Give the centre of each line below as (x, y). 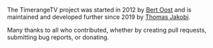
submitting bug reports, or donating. (58, 37)
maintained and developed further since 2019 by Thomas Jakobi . (99, 17)
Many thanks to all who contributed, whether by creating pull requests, (107, 30)
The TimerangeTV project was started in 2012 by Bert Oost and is (99, 10)
